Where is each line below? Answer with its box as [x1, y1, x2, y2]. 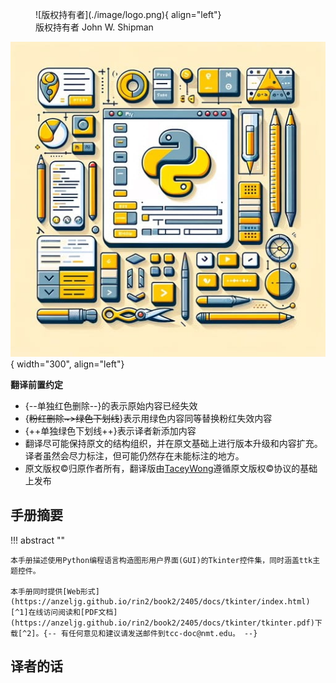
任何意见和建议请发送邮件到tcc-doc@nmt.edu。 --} [68, 628, 258, 638]
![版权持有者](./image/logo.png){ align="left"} [35, 9, 222, 20]
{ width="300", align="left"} [10, 358, 125, 370]
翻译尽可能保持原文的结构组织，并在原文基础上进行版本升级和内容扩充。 [24, 438, 323, 449]
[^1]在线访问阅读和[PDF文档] [10, 607, 118, 617]
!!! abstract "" [10, 534, 66, 546]
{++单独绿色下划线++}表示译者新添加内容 [24, 425, 197, 437]
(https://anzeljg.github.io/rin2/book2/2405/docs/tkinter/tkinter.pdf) [10, 618, 315, 628]
